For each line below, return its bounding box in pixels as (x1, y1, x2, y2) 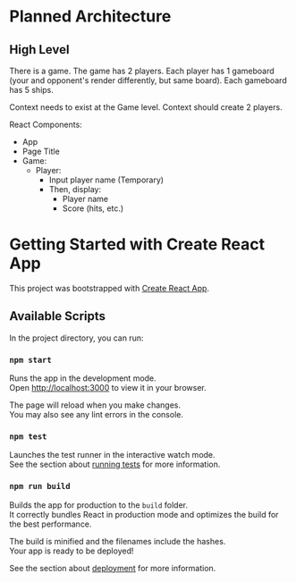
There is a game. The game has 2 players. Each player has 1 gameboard (9, 65, 275, 76)
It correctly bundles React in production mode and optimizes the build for (9, 509, 279, 519)
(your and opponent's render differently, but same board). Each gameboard (9, 75, 288, 86)
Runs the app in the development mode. (9, 373, 156, 384)
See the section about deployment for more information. (9, 562, 216, 573)
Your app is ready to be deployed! (9, 545, 134, 556)
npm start (9, 355, 52, 365)
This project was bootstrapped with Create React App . (9, 283, 210, 293)
